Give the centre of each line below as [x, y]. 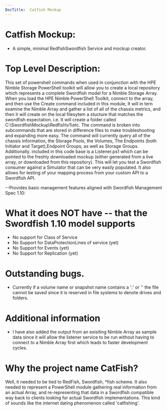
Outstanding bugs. [45, 273]
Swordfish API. [20, 178]
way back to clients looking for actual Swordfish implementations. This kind [83, 398]
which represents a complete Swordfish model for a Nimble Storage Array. [82, 93]
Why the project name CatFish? [72, 368]
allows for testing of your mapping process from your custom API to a [77, 172]
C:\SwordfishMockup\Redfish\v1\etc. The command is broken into [73, 125]
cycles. [20, 348]
